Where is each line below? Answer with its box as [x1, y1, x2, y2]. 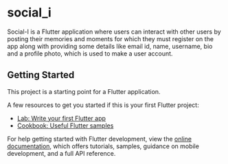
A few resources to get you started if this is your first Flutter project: [7, 101, 199, 109]
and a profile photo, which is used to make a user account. [7, 49, 173, 58]
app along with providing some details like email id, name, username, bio [7, 42, 213, 50]
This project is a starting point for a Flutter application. [7, 87, 161, 95]
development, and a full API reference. [7, 149, 116, 157]
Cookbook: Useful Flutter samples [16, 121, 114, 130]
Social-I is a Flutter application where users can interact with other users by [7, 27, 221, 36]
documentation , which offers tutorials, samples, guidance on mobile [7, 142, 199, 150]
